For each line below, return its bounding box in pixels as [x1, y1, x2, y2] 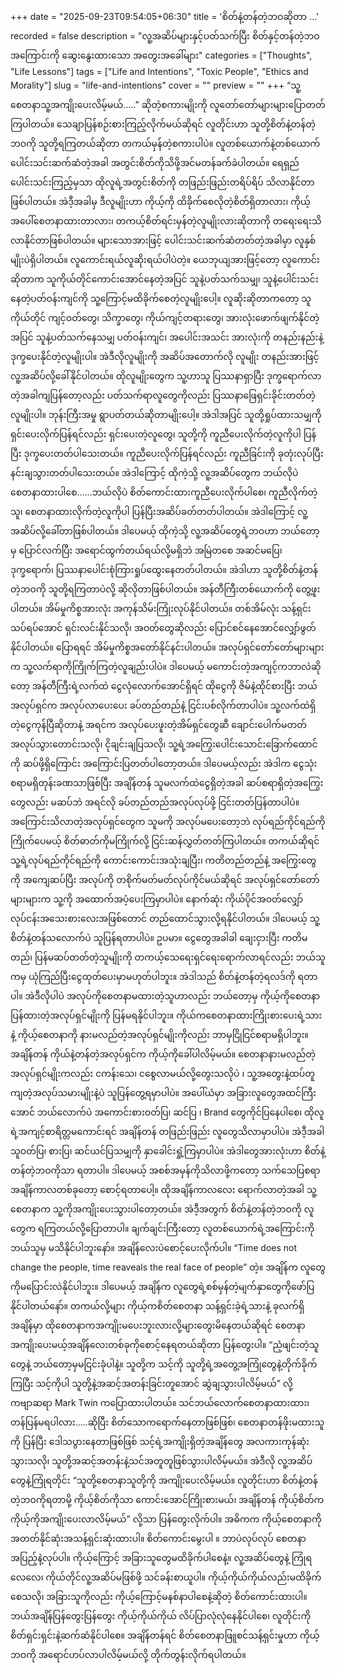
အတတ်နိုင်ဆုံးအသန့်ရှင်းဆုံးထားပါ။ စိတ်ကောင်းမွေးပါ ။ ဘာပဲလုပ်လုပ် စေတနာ [10, 1533, 307, 1544]
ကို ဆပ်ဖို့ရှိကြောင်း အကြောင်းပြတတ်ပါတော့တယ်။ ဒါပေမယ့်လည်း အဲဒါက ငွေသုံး [10, 758, 318, 769]
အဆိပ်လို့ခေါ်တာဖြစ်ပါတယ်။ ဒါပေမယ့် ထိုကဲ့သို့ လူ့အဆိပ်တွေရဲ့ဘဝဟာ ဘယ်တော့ [10, 525, 320, 537]
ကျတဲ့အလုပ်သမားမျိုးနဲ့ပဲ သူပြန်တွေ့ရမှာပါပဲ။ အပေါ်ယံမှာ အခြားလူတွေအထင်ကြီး [10, 1087, 317, 1098]
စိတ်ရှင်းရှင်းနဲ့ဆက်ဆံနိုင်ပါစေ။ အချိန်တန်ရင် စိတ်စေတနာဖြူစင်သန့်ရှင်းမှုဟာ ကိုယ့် [10, 1629, 320, 1641]
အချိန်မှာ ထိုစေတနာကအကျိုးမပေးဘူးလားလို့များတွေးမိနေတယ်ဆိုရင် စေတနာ [10, 1319, 306, 1331]
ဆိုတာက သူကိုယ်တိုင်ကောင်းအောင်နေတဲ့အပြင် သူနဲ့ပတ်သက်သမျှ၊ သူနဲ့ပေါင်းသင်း [10, 273, 319, 285]
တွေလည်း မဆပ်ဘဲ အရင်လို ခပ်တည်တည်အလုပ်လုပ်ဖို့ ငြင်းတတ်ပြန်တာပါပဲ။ [10, 796, 300, 808]
